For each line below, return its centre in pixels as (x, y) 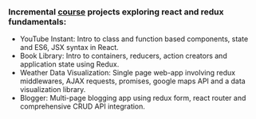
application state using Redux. (69, 64)
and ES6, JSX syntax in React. (69, 48)
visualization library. (53, 90)
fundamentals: (37, 21)
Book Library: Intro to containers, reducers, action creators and (123, 56)
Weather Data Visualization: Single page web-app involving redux (128, 73)
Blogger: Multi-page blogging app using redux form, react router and (133, 98)
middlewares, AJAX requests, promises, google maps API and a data (132, 81)
